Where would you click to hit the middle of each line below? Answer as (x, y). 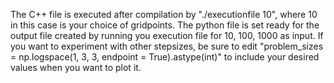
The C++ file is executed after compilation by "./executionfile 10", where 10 (164, 14)
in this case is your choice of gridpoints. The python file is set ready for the (165, 25)
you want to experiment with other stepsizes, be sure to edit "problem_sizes (167, 46)
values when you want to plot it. (76, 67)
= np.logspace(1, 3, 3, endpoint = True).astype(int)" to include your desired (165, 57)
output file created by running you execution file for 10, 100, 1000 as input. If (167, 35)
